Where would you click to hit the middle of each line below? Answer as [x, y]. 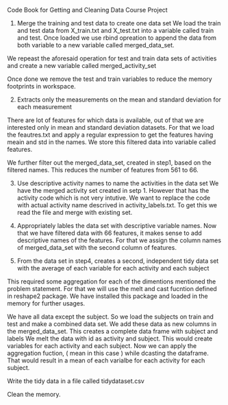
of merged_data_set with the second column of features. [97, 247]
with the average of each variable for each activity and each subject [113, 268]
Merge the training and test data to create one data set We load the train [119, 23]
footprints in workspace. [42, 86]
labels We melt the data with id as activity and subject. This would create [110, 338]
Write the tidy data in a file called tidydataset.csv [76, 381]
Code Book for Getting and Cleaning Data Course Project [87, 10]
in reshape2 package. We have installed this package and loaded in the [107, 296]
